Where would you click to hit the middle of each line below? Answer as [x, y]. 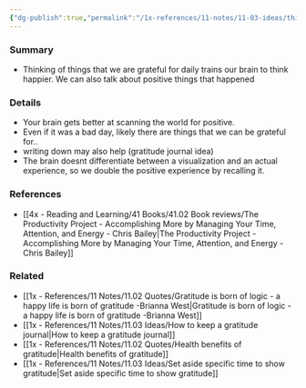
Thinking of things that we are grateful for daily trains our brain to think [155, 69]
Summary [32, 49]
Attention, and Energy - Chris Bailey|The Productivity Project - [139, 234]
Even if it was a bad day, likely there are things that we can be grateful [154, 132]
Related [27, 276]
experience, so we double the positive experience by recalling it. [143, 171]
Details [25, 103]
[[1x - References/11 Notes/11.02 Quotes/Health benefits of [132, 344]
